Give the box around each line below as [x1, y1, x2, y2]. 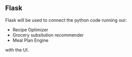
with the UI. [5, 47, 29, 53]
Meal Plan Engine [12, 37, 49, 43]
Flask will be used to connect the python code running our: [5, 17, 127, 23]
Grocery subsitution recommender [12, 32, 84, 38]
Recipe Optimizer [12, 27, 49, 33]
